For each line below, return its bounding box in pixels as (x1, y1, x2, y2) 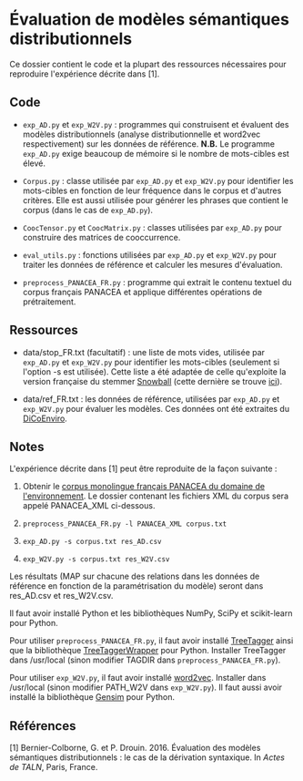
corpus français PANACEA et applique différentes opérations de (22, 286, 263, 297)
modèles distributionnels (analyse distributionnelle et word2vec (22, 128, 261, 139)
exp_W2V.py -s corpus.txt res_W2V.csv (22, 555, 170, 564)
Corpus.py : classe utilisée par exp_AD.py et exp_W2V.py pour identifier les (22, 175, 294, 186)
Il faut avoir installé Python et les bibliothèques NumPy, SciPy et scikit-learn (9, 608, 293, 619)
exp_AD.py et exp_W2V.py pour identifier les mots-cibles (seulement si (22, 356, 280, 367)
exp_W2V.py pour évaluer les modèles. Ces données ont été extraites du (22, 403, 289, 414)
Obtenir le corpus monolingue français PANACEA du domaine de (22, 481, 266, 492)
